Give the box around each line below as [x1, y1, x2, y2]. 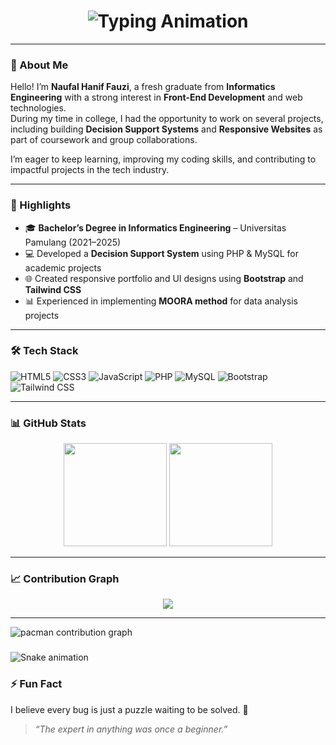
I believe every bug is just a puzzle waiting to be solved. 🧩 [10, 703, 249, 715]
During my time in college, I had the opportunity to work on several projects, [10, 113, 324, 125]
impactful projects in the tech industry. [10, 164, 170, 176]
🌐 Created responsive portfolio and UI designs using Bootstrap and [24, 272, 304, 284]
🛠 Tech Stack [10, 344, 79, 358]
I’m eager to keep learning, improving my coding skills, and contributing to [10, 153, 317, 165]
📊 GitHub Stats [10, 416, 87, 430]
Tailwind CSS [24, 283, 82, 295]
